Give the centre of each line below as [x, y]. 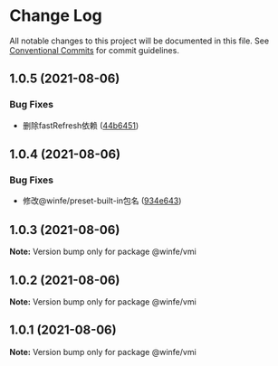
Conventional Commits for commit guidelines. [94, 50]
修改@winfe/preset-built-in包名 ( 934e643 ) [102, 201]
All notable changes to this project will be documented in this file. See [139, 41]
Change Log [56, 16]
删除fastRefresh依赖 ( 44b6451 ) [81, 125]
